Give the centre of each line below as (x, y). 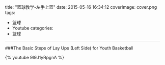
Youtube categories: (33, 28)
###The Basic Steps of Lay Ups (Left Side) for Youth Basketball (69, 48)
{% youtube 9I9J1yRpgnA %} (35, 57)
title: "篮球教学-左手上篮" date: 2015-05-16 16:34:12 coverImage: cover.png (81, 7)
